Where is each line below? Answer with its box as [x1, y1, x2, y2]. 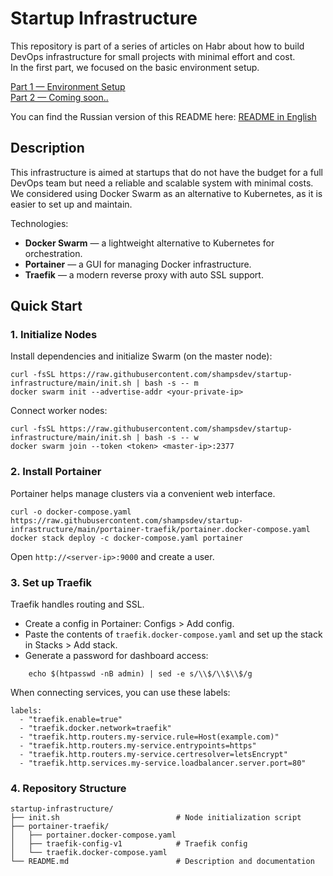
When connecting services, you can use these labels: [10, 687, 231, 699]
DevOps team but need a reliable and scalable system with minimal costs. [10, 177, 314, 189]
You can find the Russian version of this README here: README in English [10, 110, 317, 122]
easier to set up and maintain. [10, 198, 133, 210]
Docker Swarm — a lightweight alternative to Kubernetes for [24, 237, 275, 249]
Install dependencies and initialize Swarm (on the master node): [10, 350, 273, 362]
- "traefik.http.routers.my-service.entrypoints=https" [19, 741, 257, 751]
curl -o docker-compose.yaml [10, 507, 132, 517]
